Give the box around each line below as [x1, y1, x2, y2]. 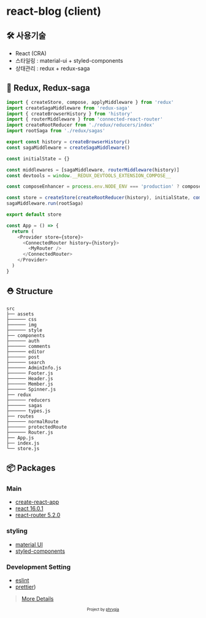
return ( [12, 228, 34, 234]
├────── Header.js [6, 375, 53, 382]
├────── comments [6, 343, 51, 349]
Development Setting [6, 563, 71, 571]
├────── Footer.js [6, 370, 53, 376]
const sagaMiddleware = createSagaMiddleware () [6, 145, 131, 151]
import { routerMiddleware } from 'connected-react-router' [6, 116, 164, 122]
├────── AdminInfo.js [6, 365, 62, 371]
